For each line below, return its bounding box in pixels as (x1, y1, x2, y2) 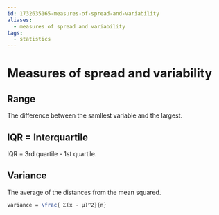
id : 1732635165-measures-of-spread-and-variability (7, 10, 159, 17)
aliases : (7, 17, 33, 24)
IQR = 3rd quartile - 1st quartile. (7, 149, 97, 158)
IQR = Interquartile (7, 131, 89, 143)
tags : (7, 29, 23, 37)
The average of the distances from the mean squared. (7, 188, 161, 196)
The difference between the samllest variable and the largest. (7, 111, 183, 120)
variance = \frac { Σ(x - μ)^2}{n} (7, 201, 107, 208)
